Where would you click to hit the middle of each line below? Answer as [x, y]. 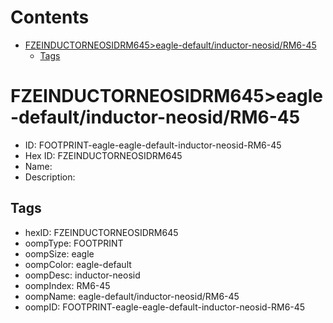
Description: [50, 177]
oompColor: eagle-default [78, 264]
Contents [50, 17]
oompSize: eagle [59, 253]
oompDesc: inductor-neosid [82, 275]
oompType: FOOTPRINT [74, 243]
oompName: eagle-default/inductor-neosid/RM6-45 [132, 296]
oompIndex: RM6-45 [67, 285]
